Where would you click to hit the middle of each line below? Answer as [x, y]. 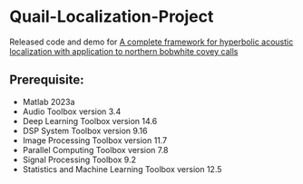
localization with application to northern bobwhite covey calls [124, 51]
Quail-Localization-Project [112, 17]
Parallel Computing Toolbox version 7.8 [95, 150]
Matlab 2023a [49, 102]
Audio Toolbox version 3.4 [72, 111]
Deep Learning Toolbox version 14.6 [90, 121]
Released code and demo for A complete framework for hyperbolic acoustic [151, 42]
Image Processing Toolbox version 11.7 [95, 140]
